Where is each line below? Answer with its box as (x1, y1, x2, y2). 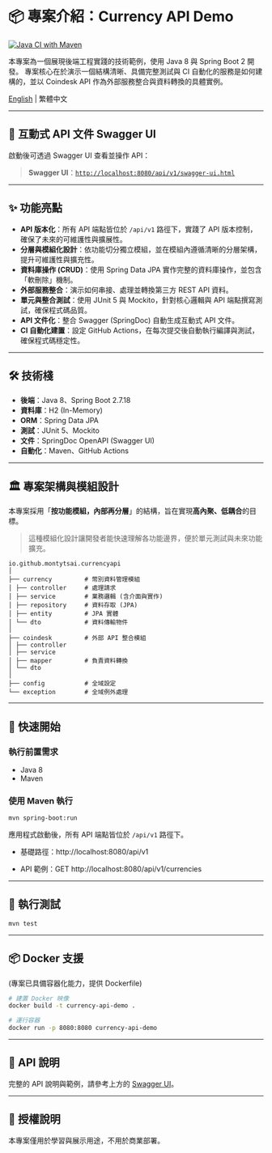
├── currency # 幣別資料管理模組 (8, 575, 140, 583)
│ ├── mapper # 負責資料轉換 (8, 657, 128, 665)
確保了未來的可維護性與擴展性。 (19, 234, 127, 244)
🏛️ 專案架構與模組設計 (8, 479, 119, 494)
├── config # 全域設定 (8, 680, 117, 688)
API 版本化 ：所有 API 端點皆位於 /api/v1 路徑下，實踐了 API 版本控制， (19, 224, 257, 234)
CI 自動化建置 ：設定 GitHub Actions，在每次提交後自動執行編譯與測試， (19, 325, 259, 335)
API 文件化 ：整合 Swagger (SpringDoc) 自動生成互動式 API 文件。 (19, 315, 240, 324)
